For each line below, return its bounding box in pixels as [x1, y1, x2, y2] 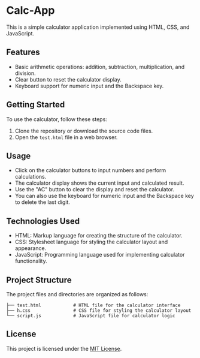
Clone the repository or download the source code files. [14, 127, 153, 134]
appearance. [14, 245, 47, 252]
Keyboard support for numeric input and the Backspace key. [14, 82, 164, 89]
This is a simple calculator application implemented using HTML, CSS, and [6, 23, 190, 31]
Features [6, 47, 40, 58]
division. [14, 70, 36, 77]
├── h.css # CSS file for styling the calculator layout [6, 308, 192, 314]
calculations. [14, 173, 47, 180]
